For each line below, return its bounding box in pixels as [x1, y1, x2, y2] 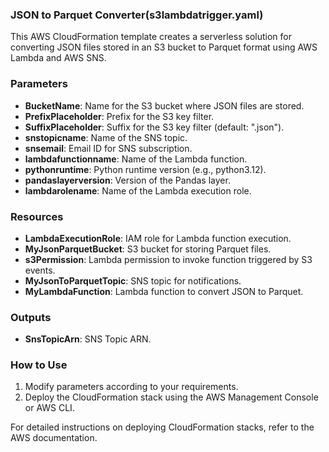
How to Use [10, 358, 68, 372]
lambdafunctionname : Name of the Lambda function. [24, 153, 248, 165]
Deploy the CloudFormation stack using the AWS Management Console [24, 391, 319, 403]
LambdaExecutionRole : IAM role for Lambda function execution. [24, 232, 292, 244]
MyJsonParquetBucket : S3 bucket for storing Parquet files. [24, 243, 272, 255]
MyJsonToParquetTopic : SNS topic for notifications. [24, 274, 242, 287]
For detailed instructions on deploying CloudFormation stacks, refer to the [10, 421, 315, 433]
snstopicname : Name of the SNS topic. [24, 131, 188, 143]
